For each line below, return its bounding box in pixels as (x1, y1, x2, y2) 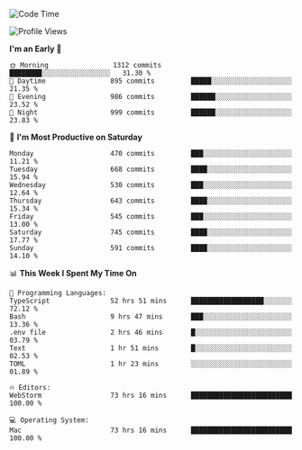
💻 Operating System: (9, 416, 90, 425)
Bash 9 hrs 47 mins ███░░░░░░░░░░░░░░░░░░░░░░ (9, 312, 293, 321)
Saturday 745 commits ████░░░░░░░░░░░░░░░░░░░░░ (9, 228, 293, 237)
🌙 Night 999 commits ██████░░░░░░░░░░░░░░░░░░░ (9, 108, 293, 117)
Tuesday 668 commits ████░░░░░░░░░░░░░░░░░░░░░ (9, 165, 293, 174)
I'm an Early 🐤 (9, 43, 62, 54)
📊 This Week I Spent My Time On (9, 268, 137, 278)
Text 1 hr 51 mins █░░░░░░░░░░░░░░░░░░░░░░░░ (9, 344, 293, 353)
